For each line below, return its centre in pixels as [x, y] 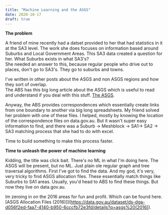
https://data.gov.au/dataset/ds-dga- [108, 202]
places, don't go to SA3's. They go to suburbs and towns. [65, 69]
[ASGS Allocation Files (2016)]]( [38, 202]
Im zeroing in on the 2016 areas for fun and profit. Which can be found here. [84, 197]
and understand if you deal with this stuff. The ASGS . [60, 95]
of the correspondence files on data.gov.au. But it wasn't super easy [76, 121]
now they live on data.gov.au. [36, 187]
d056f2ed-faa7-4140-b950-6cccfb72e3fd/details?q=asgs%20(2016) [77, 207]
